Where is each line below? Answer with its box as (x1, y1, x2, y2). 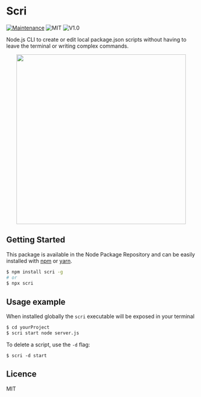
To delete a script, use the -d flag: (6, 341, 90, 348)
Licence (6, 369, 37, 380)
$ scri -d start (6, 352, 47, 358)
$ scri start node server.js (6, 330, 79, 336)
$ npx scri (6, 280, 34, 286)
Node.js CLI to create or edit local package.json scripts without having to (6, 36, 187, 43)
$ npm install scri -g (6, 268, 63, 275)
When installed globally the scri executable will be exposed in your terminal (6, 313, 194, 320)
